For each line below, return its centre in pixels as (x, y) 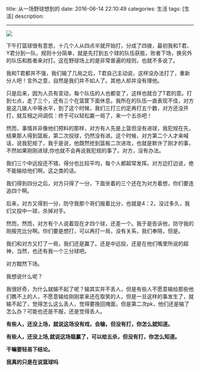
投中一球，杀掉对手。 (43, 211)
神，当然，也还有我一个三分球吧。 (48, 251)
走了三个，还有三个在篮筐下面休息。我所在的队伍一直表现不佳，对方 (110, 101)
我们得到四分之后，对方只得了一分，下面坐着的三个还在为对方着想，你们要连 (100, 183)
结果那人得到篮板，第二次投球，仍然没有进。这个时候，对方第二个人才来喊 (97, 135)
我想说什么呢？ (24, 276)
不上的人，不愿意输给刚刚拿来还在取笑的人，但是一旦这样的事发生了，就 (105, 296)
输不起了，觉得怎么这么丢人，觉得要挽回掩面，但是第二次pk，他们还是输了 (98, 304)
